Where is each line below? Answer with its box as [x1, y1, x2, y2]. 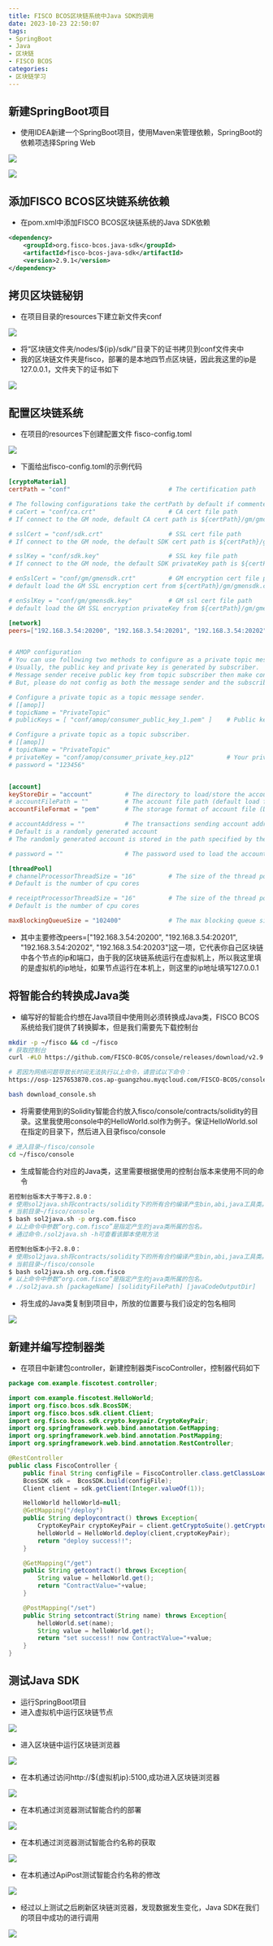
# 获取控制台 [8, 1046, 46, 1054]
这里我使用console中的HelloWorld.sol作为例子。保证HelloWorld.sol [34, 1116, 258, 1126]
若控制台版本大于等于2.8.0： [8, 1193, 93, 1201]
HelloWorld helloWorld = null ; [23, 1499, 122, 1507]
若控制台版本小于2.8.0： [8, 1245, 81, 1253]
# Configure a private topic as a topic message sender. [8, 693, 206, 701]
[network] [8, 619, 42, 627]
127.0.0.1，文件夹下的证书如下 [19, 364, 119, 374]
